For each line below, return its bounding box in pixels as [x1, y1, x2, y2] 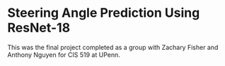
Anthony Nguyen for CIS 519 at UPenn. [7, 51, 120, 59]
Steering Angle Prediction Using [7, 5, 200, 21]
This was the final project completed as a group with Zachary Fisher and [7, 43, 219, 51]
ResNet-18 [7, 20, 71, 36]
